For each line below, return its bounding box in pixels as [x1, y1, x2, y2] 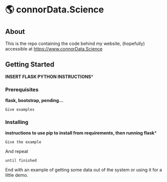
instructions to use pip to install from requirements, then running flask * [5, 130, 157, 136]
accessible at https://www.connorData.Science [5, 46, 103, 51]
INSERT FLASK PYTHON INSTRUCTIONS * [5, 73, 94, 79]
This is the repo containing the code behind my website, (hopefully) [5, 40, 145, 46]
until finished [5, 158, 37, 163]
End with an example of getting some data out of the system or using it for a [5, 167, 162, 173]
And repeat [5, 148, 29, 154]
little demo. [5, 172, 29, 178]
